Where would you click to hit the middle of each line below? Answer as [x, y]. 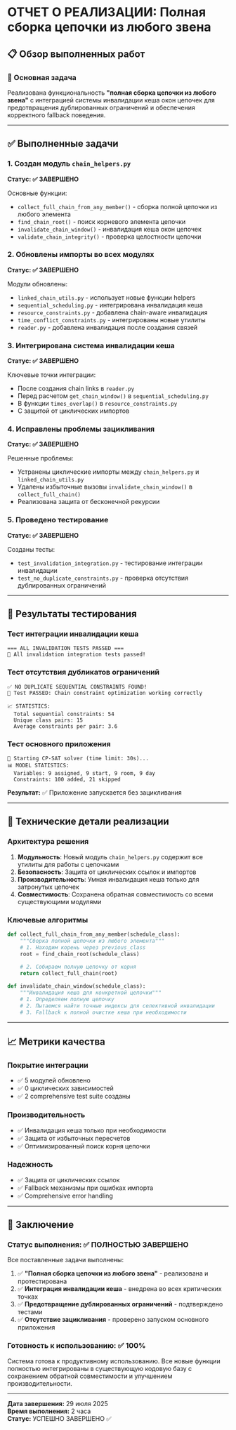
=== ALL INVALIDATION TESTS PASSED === [66, 649]
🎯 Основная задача [42, 77]
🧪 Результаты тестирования [72, 614]
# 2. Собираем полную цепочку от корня [78, 967]
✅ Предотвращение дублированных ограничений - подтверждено [120, 1304]
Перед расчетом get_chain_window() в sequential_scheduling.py [113, 396]
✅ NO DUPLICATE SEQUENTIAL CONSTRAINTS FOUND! [77, 687]
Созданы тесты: [31, 549]
